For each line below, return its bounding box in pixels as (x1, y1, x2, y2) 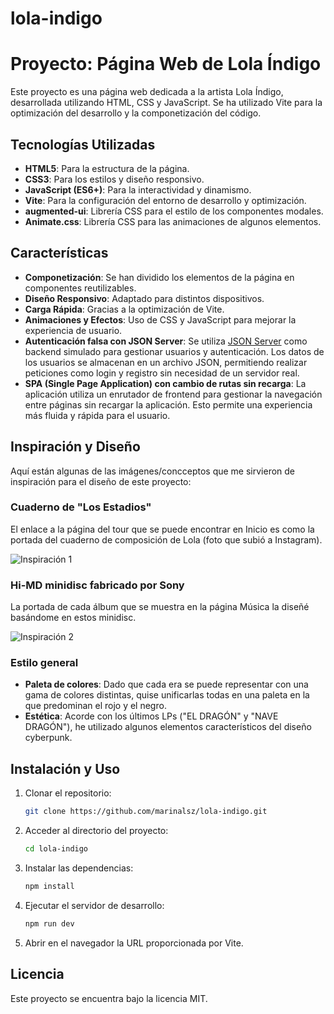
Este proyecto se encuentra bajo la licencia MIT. (10, 992, 208, 1004)
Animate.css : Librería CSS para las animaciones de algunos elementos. (24, 215, 322, 227)
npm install (24, 882, 75, 892)
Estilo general (10, 656, 79, 670)
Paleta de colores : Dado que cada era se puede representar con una (24, 678, 309, 691)
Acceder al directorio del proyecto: (24, 825, 169, 837)
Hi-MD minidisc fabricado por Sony (10, 578, 185, 592)
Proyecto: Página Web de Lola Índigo (10, 53, 322, 76)
